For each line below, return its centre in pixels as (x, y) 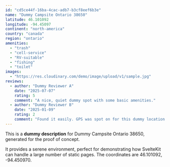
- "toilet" (21, 67)
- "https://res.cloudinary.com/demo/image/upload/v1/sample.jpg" (81, 77)
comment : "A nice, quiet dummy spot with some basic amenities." (85, 100)
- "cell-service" (28, 53)
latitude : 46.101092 (27, 19)
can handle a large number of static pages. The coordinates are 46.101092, (84, 154)
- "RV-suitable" (27, 57)
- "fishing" (23, 62)
